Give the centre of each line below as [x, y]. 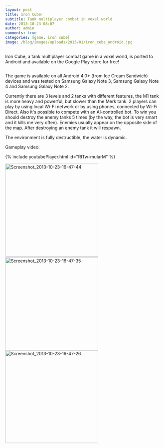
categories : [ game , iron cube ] [38, 38]
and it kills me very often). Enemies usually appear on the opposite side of [81, 122]
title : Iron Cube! [24, 14]
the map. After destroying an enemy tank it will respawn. [63, 128]
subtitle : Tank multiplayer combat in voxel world [59, 19]
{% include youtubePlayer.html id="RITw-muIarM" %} [60, 156]
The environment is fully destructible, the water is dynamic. [66, 137]
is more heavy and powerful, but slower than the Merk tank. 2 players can [81, 101]
